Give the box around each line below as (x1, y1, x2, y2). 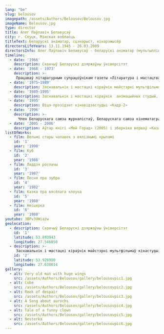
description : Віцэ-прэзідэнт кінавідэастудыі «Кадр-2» (14, 103, 128, 108)
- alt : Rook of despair (9, 289, 58, 294)
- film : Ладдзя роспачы (9, 162, 58, 167)
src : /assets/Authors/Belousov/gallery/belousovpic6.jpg (14, 321, 132, 326)
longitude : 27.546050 (14, 239, 58, 244)
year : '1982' (14, 185, 41, 190)
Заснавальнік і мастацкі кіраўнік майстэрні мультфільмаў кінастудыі (16, 248, 161, 254)
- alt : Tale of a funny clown (9, 308, 71, 312)
